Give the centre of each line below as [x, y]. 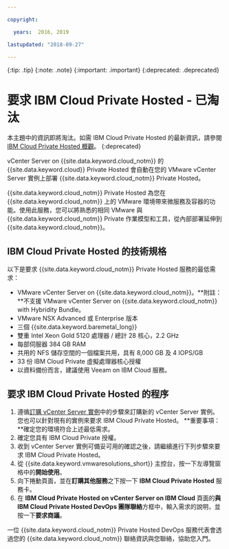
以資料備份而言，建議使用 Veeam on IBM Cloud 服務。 [94, 370]
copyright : [23, 19]
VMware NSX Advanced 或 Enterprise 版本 [77, 319]
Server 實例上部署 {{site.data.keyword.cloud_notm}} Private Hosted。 [106, 178]
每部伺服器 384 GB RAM [51, 344]
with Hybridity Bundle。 [51, 310]
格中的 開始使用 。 [41, 472]
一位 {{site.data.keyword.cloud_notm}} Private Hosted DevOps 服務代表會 [112, 530]
